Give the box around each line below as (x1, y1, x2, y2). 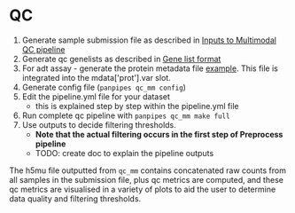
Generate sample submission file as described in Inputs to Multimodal (21, 35, 277, 45)
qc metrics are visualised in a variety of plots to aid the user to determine (9, 184, 276, 194)
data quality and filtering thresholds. (9, 193, 142, 204)
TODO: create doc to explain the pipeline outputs (35, 147, 214, 158)
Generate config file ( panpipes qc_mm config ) (21, 82, 186, 92)
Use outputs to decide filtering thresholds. (21, 119, 177, 130)
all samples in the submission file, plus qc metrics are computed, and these (9, 174, 283, 185)
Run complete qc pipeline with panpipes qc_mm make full (21, 110, 230, 121)
